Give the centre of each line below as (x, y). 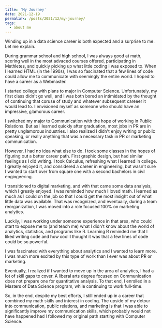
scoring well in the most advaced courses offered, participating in (71, 61)
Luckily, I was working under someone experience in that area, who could (78, 221)
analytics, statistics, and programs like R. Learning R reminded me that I (76, 232)
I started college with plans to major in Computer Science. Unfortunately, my (81, 91)
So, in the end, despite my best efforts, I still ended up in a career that (74, 296)
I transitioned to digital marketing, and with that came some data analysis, (78, 186)
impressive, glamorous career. (35, 111)
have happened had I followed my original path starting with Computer (75, 316)
